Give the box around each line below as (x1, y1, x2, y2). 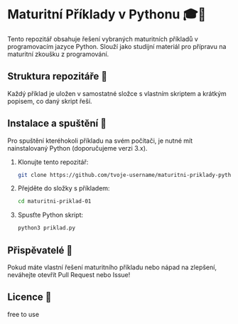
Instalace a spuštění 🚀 (7, 117, 107, 129)
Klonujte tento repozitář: (17, 158, 89, 166)
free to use (7, 310, 40, 318)
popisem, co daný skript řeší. (7, 97, 92, 105)
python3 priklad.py (17, 225, 76, 232)
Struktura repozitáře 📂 (7, 70, 108, 82)
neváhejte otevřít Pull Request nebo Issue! (7, 271, 131, 279)
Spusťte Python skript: (17, 211, 84, 220)
